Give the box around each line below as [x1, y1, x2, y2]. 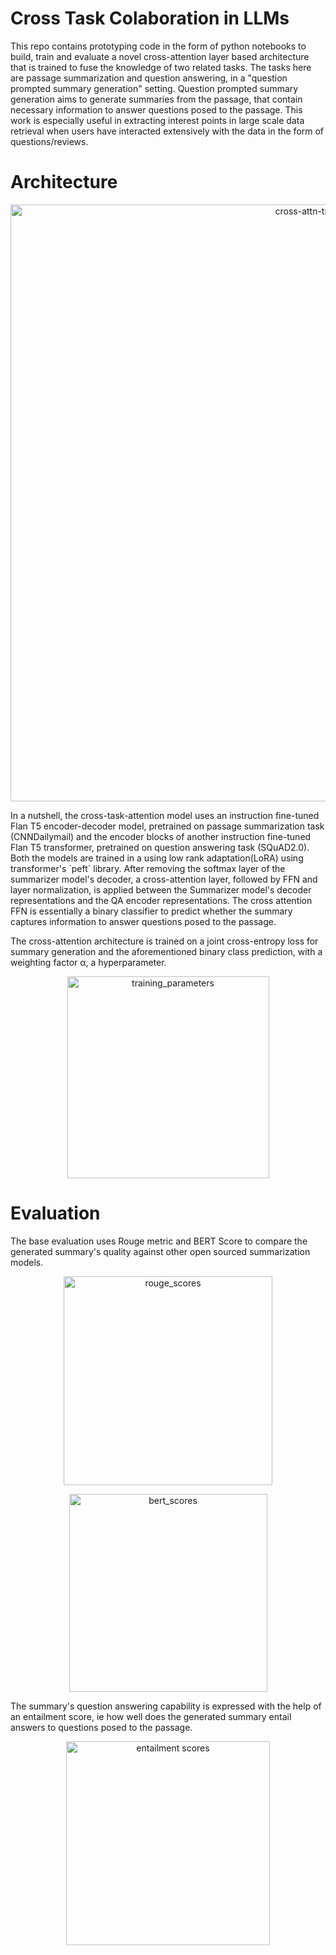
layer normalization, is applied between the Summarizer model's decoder [10, 883, 312, 896]
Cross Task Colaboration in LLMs [10, 7, 290, 30]
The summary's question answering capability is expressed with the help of [10, 1700, 322, 1712]
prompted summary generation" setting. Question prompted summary [10, 82, 299, 94]
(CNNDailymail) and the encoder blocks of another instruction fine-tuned [10, 830, 312, 842]
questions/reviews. [10, 135, 89, 147]
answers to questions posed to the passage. [10, 1721, 193, 1733]
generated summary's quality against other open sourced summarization [10, 1245, 311, 1257]
